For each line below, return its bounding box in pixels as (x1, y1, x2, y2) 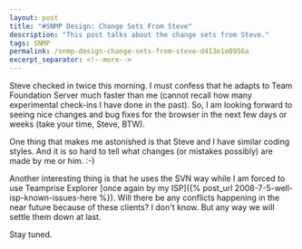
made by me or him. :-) (9, 156, 95, 166)
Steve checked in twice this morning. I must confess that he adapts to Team (9, 81, 293, 91)
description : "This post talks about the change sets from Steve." (9, 30, 270, 39)
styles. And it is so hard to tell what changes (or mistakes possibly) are (9, 146, 274, 157)
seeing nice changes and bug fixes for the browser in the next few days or (9, 110, 287, 120)
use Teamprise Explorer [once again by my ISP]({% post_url (9, 183, 233, 193)
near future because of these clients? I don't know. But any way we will (9, 202, 275, 213)
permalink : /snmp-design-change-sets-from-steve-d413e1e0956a (9, 47, 249, 56)
